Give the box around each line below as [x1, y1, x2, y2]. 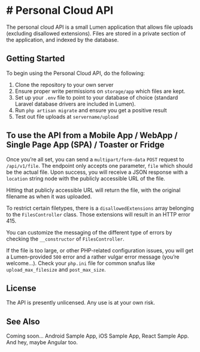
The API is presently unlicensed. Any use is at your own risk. [6, 299, 156, 306]
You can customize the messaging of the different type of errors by [6, 228, 172, 236]
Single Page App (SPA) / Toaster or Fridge [6, 140, 165, 150]
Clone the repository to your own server [14, 81, 114, 88]
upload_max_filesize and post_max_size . [6, 266, 106, 273]
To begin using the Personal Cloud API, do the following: [6, 70, 146, 77]
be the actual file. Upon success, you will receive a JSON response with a [6, 169, 188, 176]
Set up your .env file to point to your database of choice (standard [14, 94, 178, 101]
